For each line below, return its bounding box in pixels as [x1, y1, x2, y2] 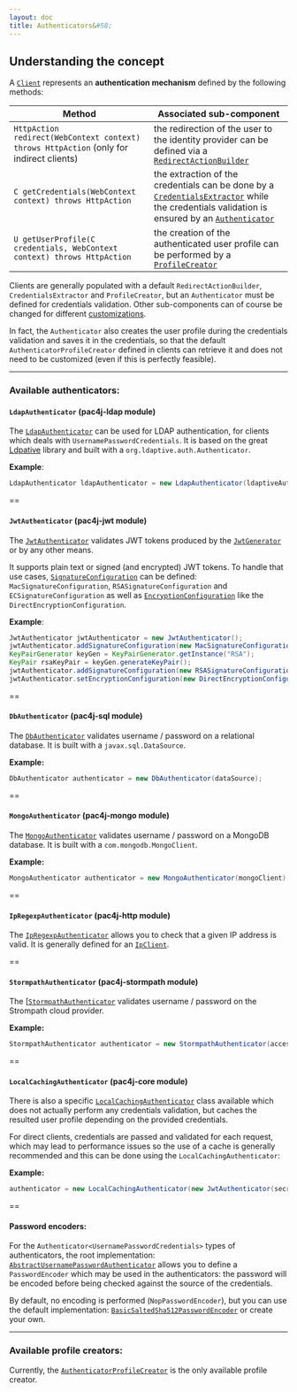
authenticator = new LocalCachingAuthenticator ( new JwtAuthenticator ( [9, 1185, 275, 1194]
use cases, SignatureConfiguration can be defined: [9, 571, 197, 581]
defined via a [153, 145, 208, 158]
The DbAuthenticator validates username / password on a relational [9, 730, 255, 741]
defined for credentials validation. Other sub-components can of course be [9, 299, 283, 310]
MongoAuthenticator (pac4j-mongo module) [9, 811, 170, 821]
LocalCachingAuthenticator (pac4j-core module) [9, 1076, 188, 1087]
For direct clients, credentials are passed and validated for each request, [9, 1132, 274, 1142]
